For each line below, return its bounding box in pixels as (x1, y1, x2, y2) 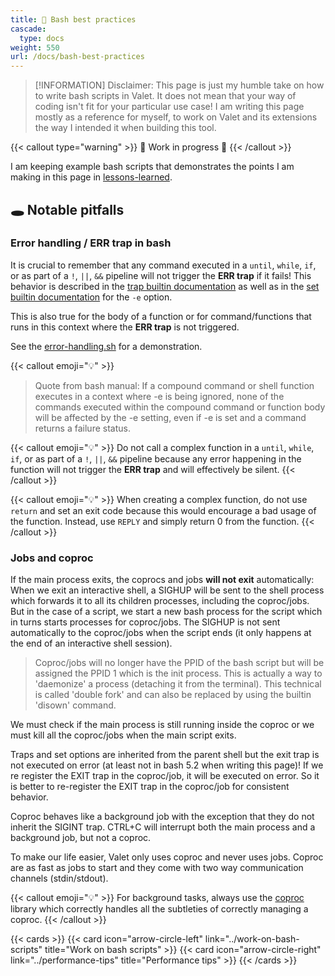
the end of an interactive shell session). (10, 637, 173, 650)
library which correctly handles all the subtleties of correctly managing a (10, 903, 309, 915)
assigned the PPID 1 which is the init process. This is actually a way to (34, 667, 323, 680)
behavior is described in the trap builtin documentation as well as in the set (10, 280, 320, 292)
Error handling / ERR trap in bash (10, 236, 172, 250)
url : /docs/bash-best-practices (10, 52, 145, 62)
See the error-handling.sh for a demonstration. (10, 340, 203, 352)
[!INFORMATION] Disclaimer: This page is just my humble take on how (34, 79, 325, 91)
